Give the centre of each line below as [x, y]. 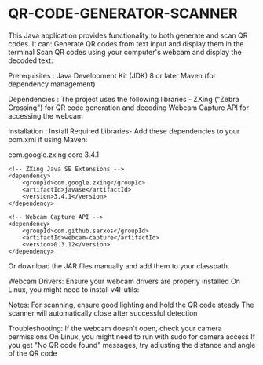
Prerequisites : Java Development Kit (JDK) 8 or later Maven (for [112, 75]
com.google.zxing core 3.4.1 [54, 155]
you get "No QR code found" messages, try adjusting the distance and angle [132, 345]
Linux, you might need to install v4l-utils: [74, 289]
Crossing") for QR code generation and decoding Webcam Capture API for [129, 108]
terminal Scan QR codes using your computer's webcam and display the [125, 52]
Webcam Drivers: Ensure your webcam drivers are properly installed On [124, 281]
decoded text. [31, 60]
